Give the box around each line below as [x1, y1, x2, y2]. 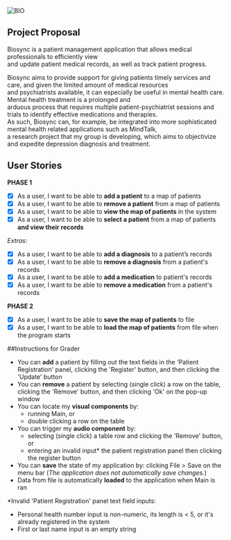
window [17, 395, 40, 403]
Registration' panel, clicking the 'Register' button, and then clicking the [17, 365, 220, 374]
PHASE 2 [7, 302, 33, 310]
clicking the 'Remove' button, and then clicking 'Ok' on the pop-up [17, 387, 207, 396]
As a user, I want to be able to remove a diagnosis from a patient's [17, 258, 208, 266]
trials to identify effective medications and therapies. [7, 110, 158, 118]
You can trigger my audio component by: [17, 424, 137, 433]
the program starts [17, 331, 71, 339]
